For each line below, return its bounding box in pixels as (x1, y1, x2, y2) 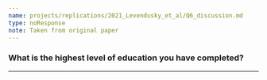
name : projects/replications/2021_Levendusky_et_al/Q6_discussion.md (8, 11, 244, 20)
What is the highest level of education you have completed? (8, 52, 244, 63)
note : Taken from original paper (8, 26, 119, 34)
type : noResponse (8, 19, 66, 27)
